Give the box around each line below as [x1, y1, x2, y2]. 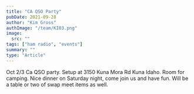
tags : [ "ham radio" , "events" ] [6, 42, 83, 48]
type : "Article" [6, 52, 46, 58]
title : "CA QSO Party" [6, 8, 62, 15]
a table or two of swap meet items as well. [6, 80, 109, 88]
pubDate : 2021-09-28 [6, 14, 57, 20]
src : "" [11, 36, 31, 42]
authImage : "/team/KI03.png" [6, 25, 78, 31]
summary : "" [6, 47, 35, 53]
